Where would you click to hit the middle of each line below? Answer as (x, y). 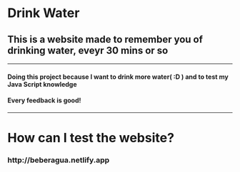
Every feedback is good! (44, 100)
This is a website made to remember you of (105, 39)
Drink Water (44, 13)
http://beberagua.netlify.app (59, 160)
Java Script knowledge (42, 84)
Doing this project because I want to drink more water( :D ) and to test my (118, 77)
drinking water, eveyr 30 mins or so (88, 50)
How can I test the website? (91, 138)
